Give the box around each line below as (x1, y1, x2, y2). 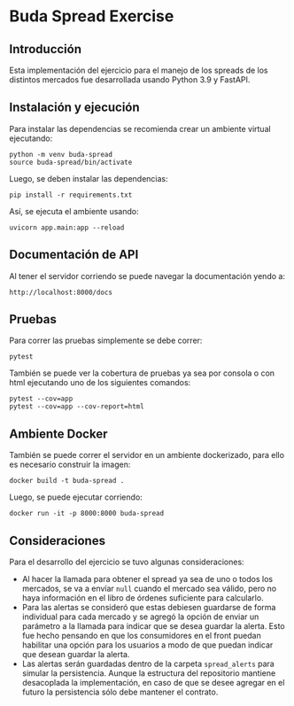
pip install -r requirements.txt (9, 190, 133, 199)
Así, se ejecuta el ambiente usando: (9, 206, 139, 216)
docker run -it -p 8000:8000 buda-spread (9, 509, 165, 518)
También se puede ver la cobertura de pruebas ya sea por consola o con (9, 368, 275, 378)
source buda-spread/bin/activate (9, 158, 133, 167)
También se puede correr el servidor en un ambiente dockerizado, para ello (9, 450, 285, 461)
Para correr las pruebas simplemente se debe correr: (9, 335, 203, 346)
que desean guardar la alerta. (21, 649, 130, 660)
